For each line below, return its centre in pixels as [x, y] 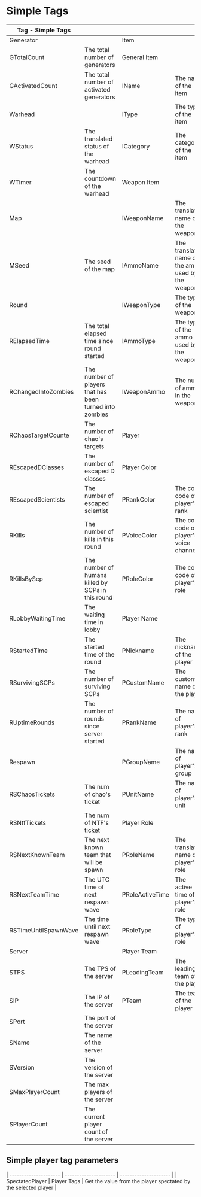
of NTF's [97, 822]
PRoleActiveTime [145, 894]
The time [97, 919]
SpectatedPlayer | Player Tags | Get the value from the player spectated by [98, 1181]
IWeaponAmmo [144, 391]
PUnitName [138, 794]
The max [97, 1084]
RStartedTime [28, 651]
